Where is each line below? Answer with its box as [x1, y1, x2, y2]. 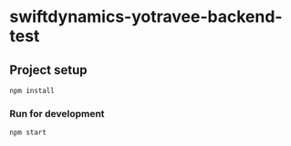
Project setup [9, 62, 88, 78]
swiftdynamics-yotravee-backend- [9, 6, 283, 27]
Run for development [9, 107, 105, 120]
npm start [9, 128, 47, 138]
